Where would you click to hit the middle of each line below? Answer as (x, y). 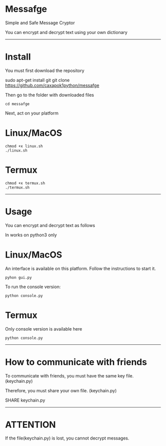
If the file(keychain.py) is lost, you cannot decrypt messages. (67, 438)
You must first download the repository (45, 71)
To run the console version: (33, 287)
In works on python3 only (31, 235)
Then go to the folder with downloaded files (50, 95)
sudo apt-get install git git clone (38, 80)
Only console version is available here (44, 329)
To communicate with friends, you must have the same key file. (69, 375)
